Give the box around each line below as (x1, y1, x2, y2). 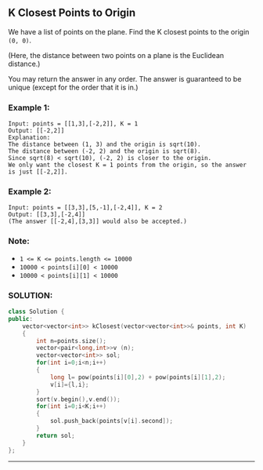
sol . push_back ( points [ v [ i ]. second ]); (49, 417, 174, 425)
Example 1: (8, 102, 50, 113)
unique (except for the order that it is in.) (8, 82, 139, 92)
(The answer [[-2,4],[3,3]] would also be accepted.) (8, 217, 188, 226)
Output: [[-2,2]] (8, 127, 65, 135)
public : (8, 315, 34, 322)
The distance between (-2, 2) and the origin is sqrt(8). (8, 148, 201, 155)
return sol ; (36, 432, 76, 439)
